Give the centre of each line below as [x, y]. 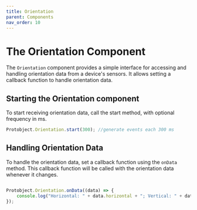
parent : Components [30, 17]
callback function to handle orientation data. [60, 80]
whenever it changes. [32, 174]
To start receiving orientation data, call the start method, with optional [90, 113]
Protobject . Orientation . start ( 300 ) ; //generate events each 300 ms [90, 130]
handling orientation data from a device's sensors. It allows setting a [89, 74]
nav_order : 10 [23, 22]
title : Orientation [30, 11]
